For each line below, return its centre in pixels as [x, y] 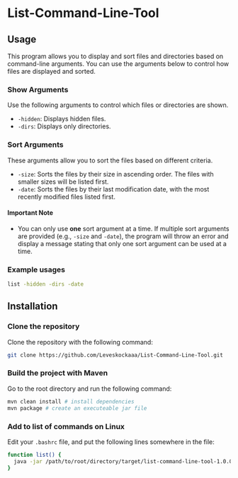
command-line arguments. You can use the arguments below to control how [118, 64]
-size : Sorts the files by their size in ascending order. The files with [115, 174]
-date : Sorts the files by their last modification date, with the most [113, 189]
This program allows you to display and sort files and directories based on [115, 56]
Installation [33, 306]
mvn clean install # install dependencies [71, 401]
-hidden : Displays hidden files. [62, 119]
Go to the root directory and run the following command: [90, 389]
